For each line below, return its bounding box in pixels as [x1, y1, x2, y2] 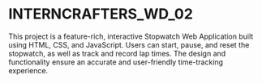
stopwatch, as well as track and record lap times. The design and [8, 48, 226, 58]
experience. [8, 65, 49, 75]
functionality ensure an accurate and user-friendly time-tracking [8, 57, 224, 67]
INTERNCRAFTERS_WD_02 [8, 5, 193, 23]
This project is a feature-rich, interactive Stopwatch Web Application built [8, 31, 254, 41]
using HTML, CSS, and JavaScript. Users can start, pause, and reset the [8, 39, 250, 49]
